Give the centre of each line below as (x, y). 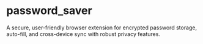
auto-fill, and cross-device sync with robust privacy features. (83, 34)
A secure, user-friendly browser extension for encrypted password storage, (102, 28)
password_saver (50, 11)
